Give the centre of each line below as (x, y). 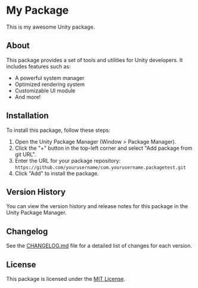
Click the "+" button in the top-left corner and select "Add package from (103, 148)
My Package (38, 10)
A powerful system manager (49, 78)
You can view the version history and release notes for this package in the (97, 206)
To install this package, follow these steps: (58, 130)
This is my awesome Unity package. (51, 27)
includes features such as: (38, 66)
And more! (28, 97)
